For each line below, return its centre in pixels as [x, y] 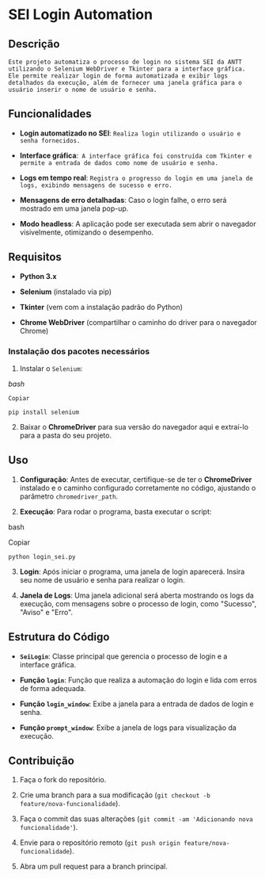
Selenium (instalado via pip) [66, 292]
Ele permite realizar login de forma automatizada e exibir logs [118, 76]
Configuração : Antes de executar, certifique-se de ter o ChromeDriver [136, 479]
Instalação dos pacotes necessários [79, 351]
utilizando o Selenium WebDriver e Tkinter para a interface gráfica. [127, 69]
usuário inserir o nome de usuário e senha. [83, 90]
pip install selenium [44, 412]
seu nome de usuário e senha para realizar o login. [102, 579]
